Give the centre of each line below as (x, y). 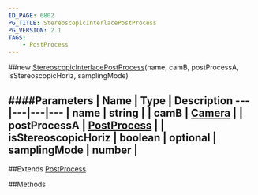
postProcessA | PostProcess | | (86, 125)
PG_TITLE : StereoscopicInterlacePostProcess (82, 23)
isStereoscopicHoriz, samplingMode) (68, 76)
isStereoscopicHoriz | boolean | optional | (112, 138)
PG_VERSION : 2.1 (35, 30)
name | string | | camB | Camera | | (157, 112)
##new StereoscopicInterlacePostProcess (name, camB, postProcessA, (123, 67)
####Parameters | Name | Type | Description (121, 101)
